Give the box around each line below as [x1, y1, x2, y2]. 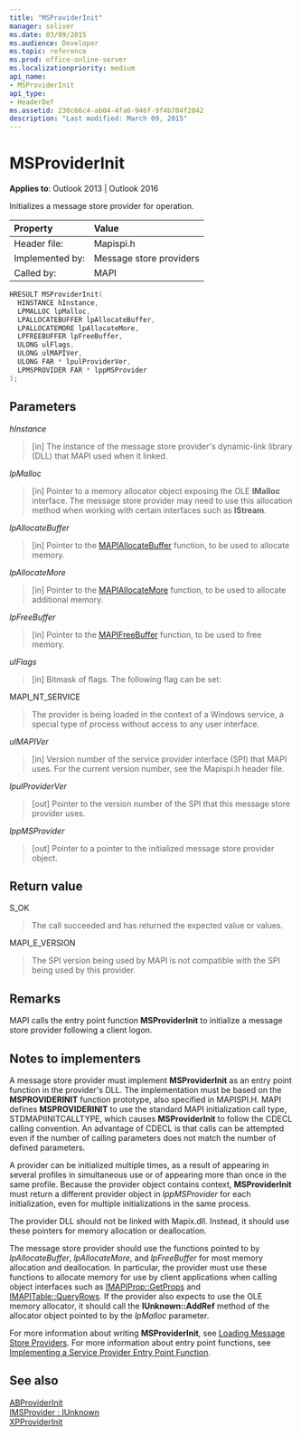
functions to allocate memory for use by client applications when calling [9, 1271, 277, 1282]
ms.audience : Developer [9, 38, 99, 48]
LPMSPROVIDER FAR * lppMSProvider [17, 366, 147, 375]
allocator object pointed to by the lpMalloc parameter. [9, 1309, 210, 1321]
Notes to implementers [9, 1051, 142, 1066]
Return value [9, 879, 83, 894]
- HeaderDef [9, 97, 54, 107]
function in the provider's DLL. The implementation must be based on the [9, 1084, 282, 1095]
